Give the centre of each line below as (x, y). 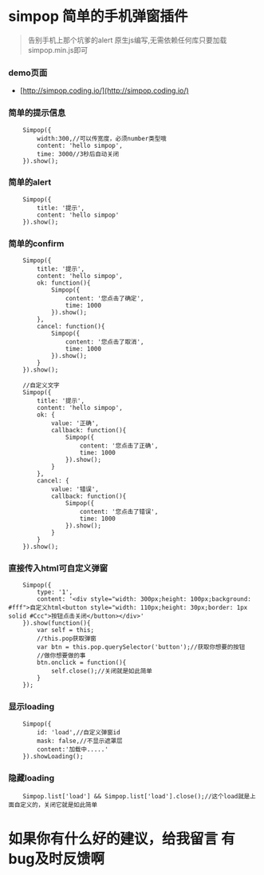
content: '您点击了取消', (104, 342)
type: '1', (55, 592)
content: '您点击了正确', (119, 446)
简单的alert (30, 182)
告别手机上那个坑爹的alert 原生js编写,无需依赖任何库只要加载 (127, 40)
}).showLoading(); (53, 756)
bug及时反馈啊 (57, 859)
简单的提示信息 (37, 113)
